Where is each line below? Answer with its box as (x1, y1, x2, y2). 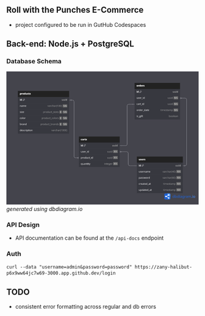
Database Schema (6, 57, 62, 66)
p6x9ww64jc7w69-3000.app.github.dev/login (6, 270, 116, 276)
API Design (6, 220, 40, 229)
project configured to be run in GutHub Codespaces (15, 21, 146, 28)
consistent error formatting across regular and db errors (15, 303, 157, 311)
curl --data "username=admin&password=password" (6, 264, 132, 270)
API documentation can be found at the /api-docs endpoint (15, 234, 164, 242)
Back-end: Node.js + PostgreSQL (6, 39, 134, 49)
